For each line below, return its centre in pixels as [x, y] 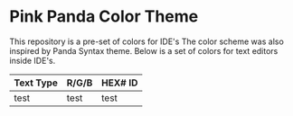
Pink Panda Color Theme [104, 17]
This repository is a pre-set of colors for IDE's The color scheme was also [147, 41]
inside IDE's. [33, 60]
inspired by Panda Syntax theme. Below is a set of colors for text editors [144, 50]
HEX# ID [119, 83]
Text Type [36, 83]
